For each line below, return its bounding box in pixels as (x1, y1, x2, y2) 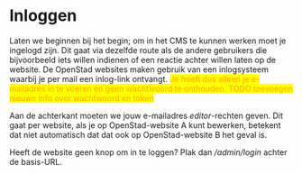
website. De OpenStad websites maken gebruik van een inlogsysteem (9, 64, 269, 75)
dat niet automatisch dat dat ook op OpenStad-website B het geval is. (9, 129, 268, 140)
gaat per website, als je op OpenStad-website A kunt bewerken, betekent (9, 119, 281, 131)
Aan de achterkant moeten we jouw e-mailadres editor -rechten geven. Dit (9, 110, 284, 121)
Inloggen (9, 5, 78, 26)
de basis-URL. (9, 156, 63, 167)
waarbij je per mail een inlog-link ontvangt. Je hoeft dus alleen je (9, 73, 250, 84)
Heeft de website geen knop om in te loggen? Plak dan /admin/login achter (9, 146, 288, 158)
